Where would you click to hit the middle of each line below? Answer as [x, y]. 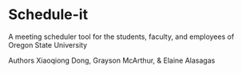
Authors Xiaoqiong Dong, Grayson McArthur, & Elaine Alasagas [112, 60]
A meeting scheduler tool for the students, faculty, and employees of [121, 36]
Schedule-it [48, 15]
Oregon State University [48, 44]
